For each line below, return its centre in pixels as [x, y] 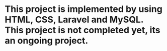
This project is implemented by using [84, 9]
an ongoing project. [47, 41]
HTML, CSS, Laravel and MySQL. [74, 20]
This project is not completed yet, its [82, 30]
